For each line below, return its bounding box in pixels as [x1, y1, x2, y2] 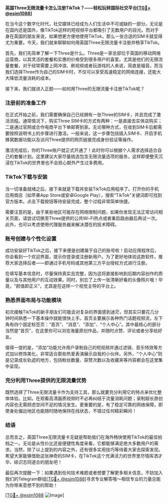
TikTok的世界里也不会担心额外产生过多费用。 [13, 160, 106, 166]
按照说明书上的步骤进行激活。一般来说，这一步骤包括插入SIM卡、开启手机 [9, 130, 162, 136]
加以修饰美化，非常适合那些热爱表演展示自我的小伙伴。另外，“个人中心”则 [9, 351, 162, 357]
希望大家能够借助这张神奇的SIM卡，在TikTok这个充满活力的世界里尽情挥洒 [5, 453, 158, 459]
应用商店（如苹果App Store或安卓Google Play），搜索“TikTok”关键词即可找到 [5, 192, 162, 198]
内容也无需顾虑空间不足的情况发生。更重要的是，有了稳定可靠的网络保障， [5, 402, 158, 408]
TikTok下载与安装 [5, 173, 47, 180]
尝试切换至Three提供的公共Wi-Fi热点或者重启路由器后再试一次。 [26, 215, 160, 221]
